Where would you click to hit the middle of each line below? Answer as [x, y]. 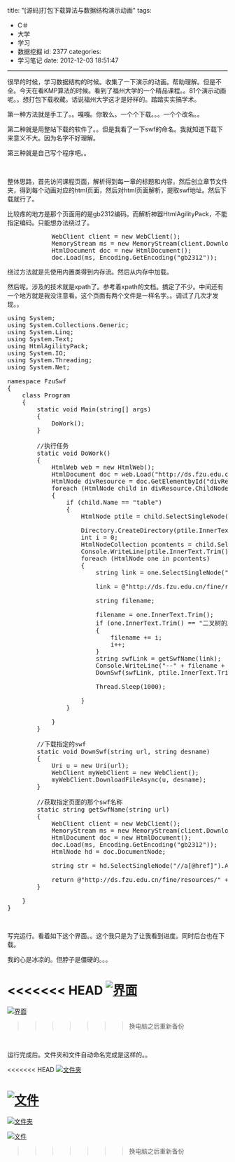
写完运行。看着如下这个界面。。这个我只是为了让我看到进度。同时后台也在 [113, 936]
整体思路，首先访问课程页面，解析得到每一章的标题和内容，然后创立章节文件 [117, 181]
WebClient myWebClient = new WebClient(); [125, 773]
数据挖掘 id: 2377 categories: [59, 52]
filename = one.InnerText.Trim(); [155, 615]
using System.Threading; [50, 360]
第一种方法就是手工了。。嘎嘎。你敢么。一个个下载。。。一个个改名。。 [105, 114]
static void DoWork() [74, 453]
